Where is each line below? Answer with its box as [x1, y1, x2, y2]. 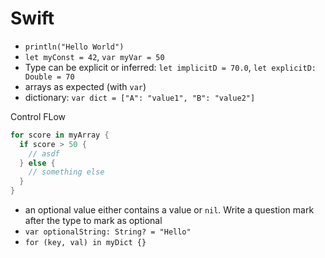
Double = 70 [24, 72, 75, 82]
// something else [28, 167, 105, 177]
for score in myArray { [10, 130, 110, 140]
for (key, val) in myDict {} [24, 238, 147, 248]
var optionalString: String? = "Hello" [24, 227, 192, 237]
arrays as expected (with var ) [24, 80, 147, 92]
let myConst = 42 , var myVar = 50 [24, 50, 165, 62]
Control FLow [10, 110, 67, 122]
